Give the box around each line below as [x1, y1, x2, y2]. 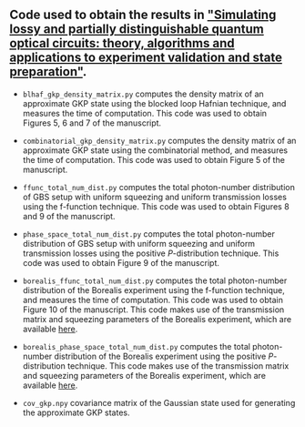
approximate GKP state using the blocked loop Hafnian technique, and [22, 97, 287, 108]
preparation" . [9, 64, 87, 80]
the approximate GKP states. [22, 407, 130, 418]
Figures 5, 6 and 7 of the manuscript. [22, 117, 162, 128]
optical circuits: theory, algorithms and [9, 36, 235, 51]
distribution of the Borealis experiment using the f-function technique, [22, 284, 285, 295]
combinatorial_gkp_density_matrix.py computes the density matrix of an [22, 135, 297, 146]
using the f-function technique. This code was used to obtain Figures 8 [22, 200, 290, 212]
